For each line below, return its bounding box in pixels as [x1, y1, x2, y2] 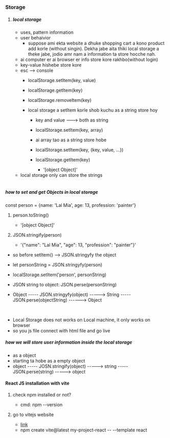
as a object [12, 352, 36, 358]
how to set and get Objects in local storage [5, 189, 99, 195]
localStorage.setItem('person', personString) [12, 272, 107, 278]
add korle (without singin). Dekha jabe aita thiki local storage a [28, 45, 159, 52]
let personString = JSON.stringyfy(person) [12, 261, 103, 267]
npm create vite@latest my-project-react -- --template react [20, 427, 148, 433]
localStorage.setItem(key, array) [35, 127, 103, 133]
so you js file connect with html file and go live [12, 327, 111, 333]
